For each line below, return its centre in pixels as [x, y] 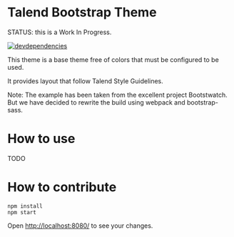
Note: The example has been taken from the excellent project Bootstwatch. [117, 95]
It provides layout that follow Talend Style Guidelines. [86, 81]
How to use [41, 139]
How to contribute [62, 188]
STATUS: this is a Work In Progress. [60, 32]
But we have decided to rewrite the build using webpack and [96, 102]
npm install [25, 206]
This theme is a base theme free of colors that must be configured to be [113, 59]
